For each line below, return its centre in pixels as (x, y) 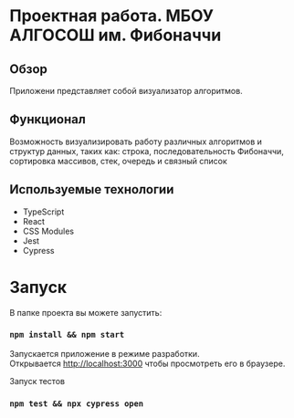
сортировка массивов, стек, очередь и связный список (118, 161)
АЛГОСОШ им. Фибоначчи (115, 35)
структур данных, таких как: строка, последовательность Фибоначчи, (147, 151)
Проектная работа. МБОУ (112, 16)
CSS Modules (48, 231)
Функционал (48, 120)
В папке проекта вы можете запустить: (86, 312)
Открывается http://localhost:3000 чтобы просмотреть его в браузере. (147, 363)
